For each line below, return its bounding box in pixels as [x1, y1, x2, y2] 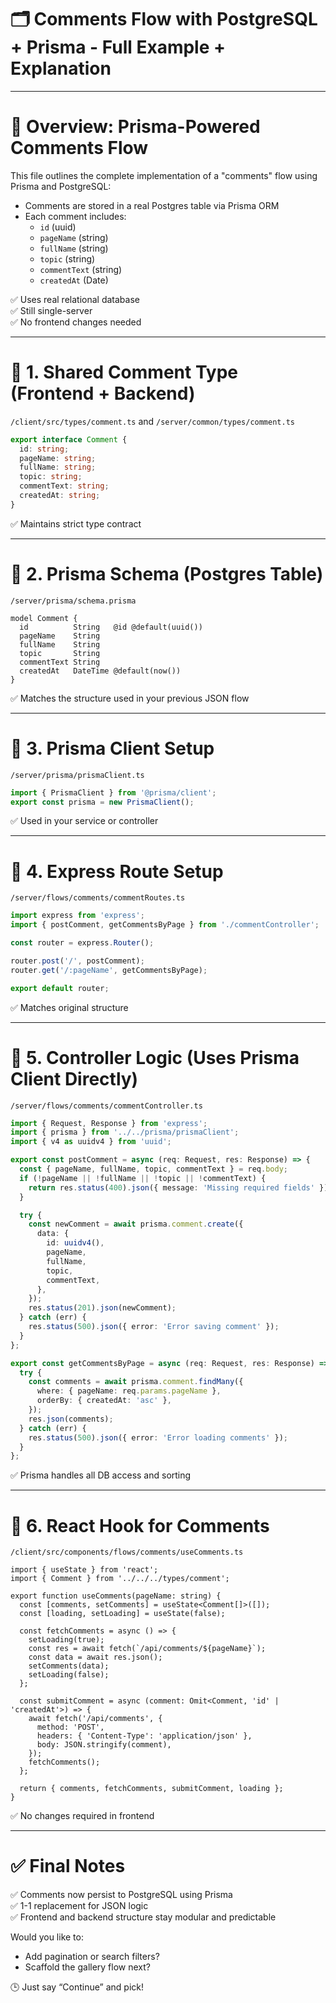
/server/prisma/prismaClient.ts [10, 770, 145, 780]
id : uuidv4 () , [46, 1238, 105, 1248]
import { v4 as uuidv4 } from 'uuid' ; [10, 1137, 172, 1147]
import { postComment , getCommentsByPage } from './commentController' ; [10, 920, 320, 930]
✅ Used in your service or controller [10, 815, 159, 827]
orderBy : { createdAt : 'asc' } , [36, 1396, 172, 1406]
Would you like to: [10, 1931, 84, 1943]
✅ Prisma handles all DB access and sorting [10, 1469, 192, 1481]
